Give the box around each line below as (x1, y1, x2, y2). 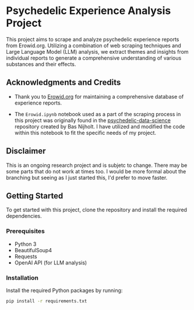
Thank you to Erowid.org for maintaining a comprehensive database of (14, 93, 184, 100)
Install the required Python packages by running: (6, 287, 123, 294)
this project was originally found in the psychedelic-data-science (14, 117, 171, 124)
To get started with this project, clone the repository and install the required (6, 206, 188, 214)
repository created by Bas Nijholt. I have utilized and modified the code (14, 123, 185, 130)
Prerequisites (6, 227, 45, 235)
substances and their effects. (6, 60, 76, 68)
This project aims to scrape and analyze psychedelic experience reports (6, 36, 179, 43)
